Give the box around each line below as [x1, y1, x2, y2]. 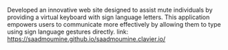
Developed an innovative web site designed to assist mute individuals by [7, 6, 213, 14]
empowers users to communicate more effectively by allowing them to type [7, 21, 222, 28]
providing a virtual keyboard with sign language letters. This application [7, 13, 210, 21]
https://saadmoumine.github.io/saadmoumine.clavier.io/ [7, 35, 166, 43]
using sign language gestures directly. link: [7, 27, 129, 36]
